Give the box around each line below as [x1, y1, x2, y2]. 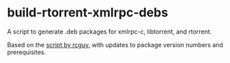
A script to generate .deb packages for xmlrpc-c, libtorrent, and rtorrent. [7, 27, 212, 36]
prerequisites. [7, 48, 47, 56]
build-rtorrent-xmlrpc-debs [7, 5, 168, 21]
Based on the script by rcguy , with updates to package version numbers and [7, 40, 223, 49]
